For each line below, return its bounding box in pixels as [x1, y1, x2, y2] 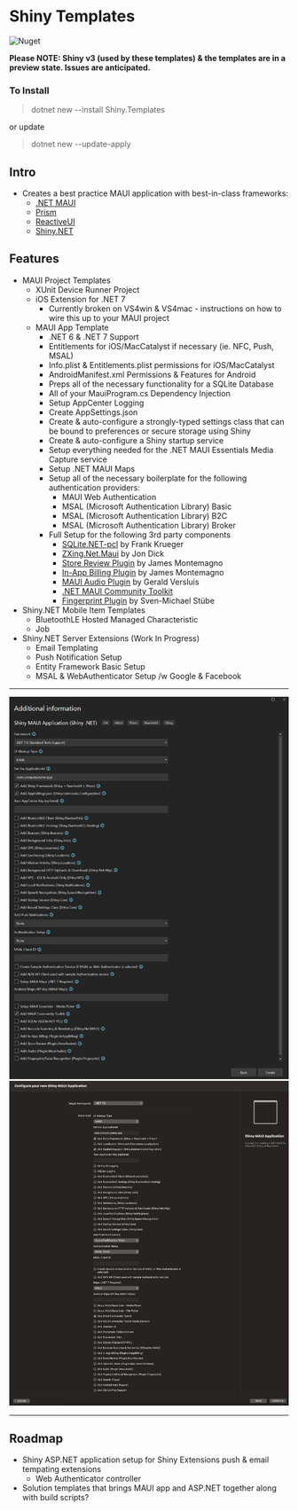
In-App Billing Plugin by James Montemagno [61, 567, 224, 577]
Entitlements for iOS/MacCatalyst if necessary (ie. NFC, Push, [48, 341, 275, 351]
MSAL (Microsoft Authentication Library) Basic [61, 501, 232, 512]
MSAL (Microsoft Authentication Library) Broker [61, 520, 237, 530]
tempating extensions [21, 1464, 102, 1475]
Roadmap [9, 1431, 64, 1446]
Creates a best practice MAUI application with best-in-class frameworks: [21, 188, 289, 199]
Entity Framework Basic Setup [35, 661, 146, 671]
